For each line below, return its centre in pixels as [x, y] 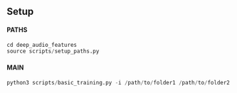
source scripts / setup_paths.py [53, 51]
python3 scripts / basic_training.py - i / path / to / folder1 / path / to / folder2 [118, 82]
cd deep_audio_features [42, 45]
